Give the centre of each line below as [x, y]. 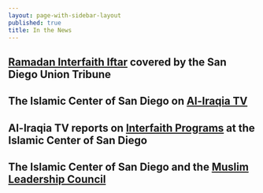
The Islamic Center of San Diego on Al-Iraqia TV [128, 101]
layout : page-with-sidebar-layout [65, 15]
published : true [35, 23]
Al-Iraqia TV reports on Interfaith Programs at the [132, 128]
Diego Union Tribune [60, 74]
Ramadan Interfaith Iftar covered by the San [117, 62]
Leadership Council [57, 179]
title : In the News [40, 30]
